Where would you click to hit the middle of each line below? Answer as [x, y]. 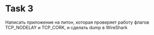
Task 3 [19, 9]
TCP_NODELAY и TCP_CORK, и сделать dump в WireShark [66, 27]
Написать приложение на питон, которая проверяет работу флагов [77, 22]
